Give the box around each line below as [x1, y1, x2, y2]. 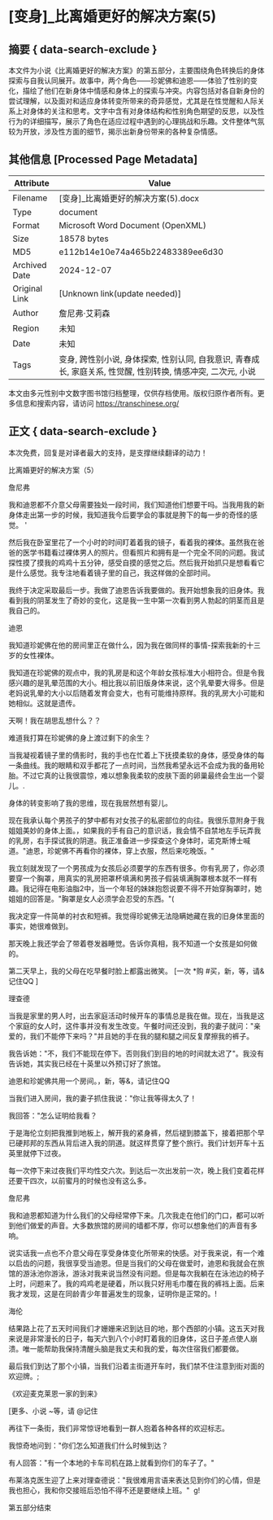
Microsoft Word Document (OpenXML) [58, 219, 207, 231]
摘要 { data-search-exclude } [8, 42, 158, 56]
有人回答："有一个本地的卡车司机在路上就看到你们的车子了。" [8, 1457, 215, 1467]
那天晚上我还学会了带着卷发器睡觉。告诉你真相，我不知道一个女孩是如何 [8, 938, 250, 948]
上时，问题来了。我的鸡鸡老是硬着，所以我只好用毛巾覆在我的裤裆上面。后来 [8, 1278, 265, 1288]
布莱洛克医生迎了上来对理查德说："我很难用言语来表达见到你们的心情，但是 [8, 1475, 262, 1485]
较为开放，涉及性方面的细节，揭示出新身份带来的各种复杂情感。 [8, 127, 222, 136]
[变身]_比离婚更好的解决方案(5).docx [58, 192, 200, 204]
